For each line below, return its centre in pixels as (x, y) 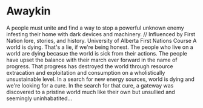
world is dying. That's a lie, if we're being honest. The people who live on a (100, 47)
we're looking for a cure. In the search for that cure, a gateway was (90, 85)
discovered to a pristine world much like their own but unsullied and (91, 92)
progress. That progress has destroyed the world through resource (90, 66)
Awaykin (28, 11)
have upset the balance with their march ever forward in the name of (92, 60)
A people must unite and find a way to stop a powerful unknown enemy (95, 28)
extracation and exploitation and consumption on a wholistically (86, 72)
